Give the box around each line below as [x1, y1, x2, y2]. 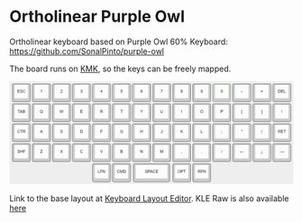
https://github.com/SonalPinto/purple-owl [9, 45, 165, 56]
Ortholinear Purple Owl [9, 6, 185, 27]
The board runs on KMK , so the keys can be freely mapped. [9, 63, 232, 74]
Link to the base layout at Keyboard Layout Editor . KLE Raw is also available [9, 193, 289, 204]
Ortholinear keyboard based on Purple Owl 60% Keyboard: [9, 36, 228, 47]
